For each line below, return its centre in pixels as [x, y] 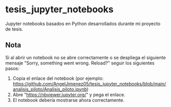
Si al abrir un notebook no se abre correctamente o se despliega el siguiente [86, 57]
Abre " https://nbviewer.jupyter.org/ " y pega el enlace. [69, 94]
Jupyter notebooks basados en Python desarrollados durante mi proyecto [83, 24]
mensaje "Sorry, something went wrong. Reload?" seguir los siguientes [80, 63]
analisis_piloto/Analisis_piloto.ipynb [50, 89]
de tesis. [14, 29]
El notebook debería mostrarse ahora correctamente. [68, 100]
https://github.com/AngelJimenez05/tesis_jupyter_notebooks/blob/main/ [89, 83]
